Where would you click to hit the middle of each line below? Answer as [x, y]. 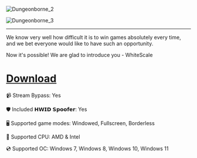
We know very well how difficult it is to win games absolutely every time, [94, 37]
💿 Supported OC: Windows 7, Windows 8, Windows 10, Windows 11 [87, 148]
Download [31, 79]
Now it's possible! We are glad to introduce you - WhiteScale [79, 55]
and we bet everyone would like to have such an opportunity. [80, 43]
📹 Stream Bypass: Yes [34, 95]
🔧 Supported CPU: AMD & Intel [43, 137]
